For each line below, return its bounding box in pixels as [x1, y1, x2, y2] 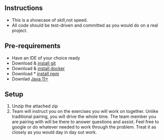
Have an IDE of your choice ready [11, 55, 80, 61]
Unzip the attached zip [11, 103, 58, 109]
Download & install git [11, 60, 56, 66]
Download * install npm [11, 70, 60, 76]
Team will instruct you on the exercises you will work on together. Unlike [11, 108, 159, 114]
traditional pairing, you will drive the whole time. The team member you [11, 113, 156, 120]
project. [11, 27, 28, 34]
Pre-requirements [4, 42, 61, 50]
